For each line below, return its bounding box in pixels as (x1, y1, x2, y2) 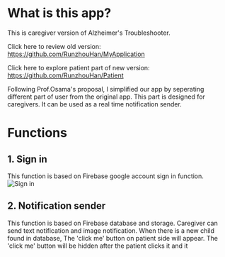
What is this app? (7, 5, 112, 21)
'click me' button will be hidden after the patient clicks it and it (7, 241, 188, 250)
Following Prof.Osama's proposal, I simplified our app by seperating (7, 84, 204, 93)
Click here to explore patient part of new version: (7, 63, 150, 72)
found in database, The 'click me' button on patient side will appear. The (7, 234, 218, 242)
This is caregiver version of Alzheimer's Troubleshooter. (7, 28, 171, 37)
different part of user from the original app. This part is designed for (7, 92, 205, 101)
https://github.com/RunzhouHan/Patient (7, 71, 124, 80)
